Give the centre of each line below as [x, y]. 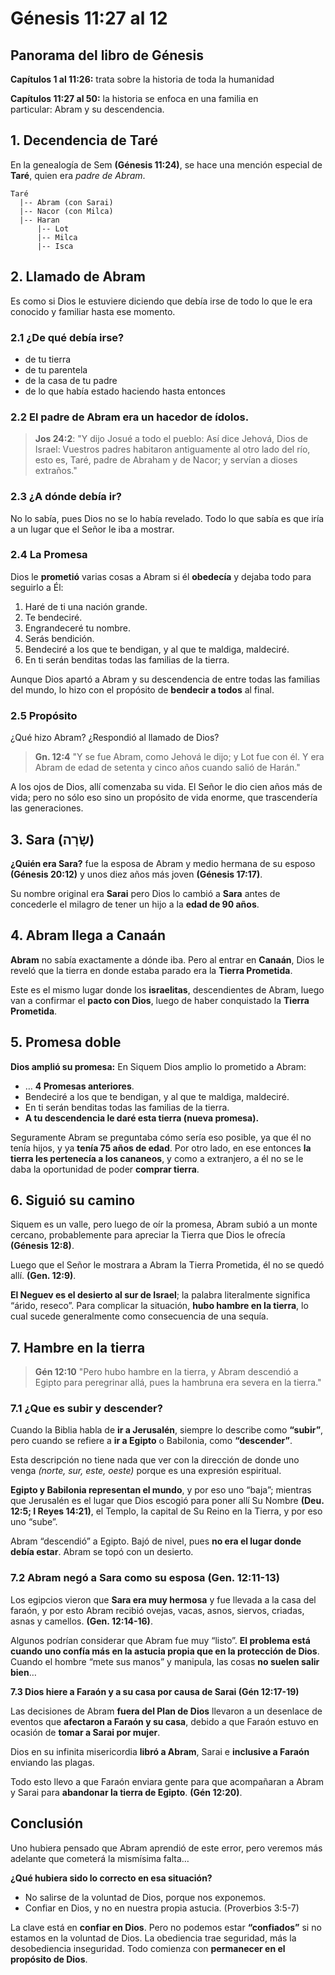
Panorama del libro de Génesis [107, 55]
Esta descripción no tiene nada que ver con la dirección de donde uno [155, 1460]
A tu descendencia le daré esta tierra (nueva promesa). [142, 1118]
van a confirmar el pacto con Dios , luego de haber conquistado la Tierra [160, 1000]
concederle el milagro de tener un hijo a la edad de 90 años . [135, 904]
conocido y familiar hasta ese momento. [93, 311]
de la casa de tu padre [71, 380]
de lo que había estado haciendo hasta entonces [125, 391]
